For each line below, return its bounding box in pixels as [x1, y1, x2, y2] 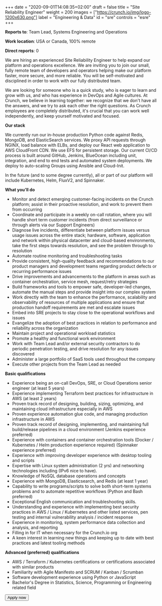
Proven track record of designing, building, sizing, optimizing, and [12, 401, 144, 406]
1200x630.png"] [5, 15, 38, 20]
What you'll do [5, 187, 35, 192]
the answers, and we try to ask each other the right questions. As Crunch [5, 103, 151, 108]
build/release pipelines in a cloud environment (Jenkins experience [12, 427, 146, 432]
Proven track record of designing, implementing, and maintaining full [12, 421, 149, 427]
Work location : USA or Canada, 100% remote [5, 38, 96, 44]
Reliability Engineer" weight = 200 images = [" [5, 9, 97, 15]
